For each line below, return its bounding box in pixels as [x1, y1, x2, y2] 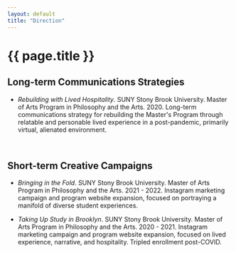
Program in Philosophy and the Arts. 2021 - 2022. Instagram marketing [17, 186, 225, 195]
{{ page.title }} [7, 48, 95, 64]
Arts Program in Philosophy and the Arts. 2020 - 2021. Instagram [17, 222, 208, 232]
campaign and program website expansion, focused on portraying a [17, 194, 217, 202]
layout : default [7, 10, 55, 18]
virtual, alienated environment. [17, 125, 107, 134]
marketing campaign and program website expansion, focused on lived [17, 230, 226, 239]
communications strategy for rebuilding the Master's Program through [17, 110, 223, 118]
